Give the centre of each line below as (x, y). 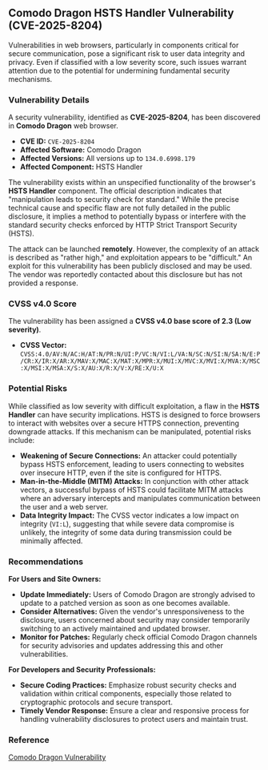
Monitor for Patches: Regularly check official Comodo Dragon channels (138, 637)
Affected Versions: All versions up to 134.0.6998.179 (108, 159)
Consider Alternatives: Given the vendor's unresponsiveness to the (132, 611)
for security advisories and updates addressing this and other (122, 645)
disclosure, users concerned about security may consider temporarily (135, 620)
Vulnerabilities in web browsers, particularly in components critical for (124, 45)
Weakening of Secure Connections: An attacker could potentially (128, 455)
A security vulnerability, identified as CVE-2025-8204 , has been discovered (134, 117)
